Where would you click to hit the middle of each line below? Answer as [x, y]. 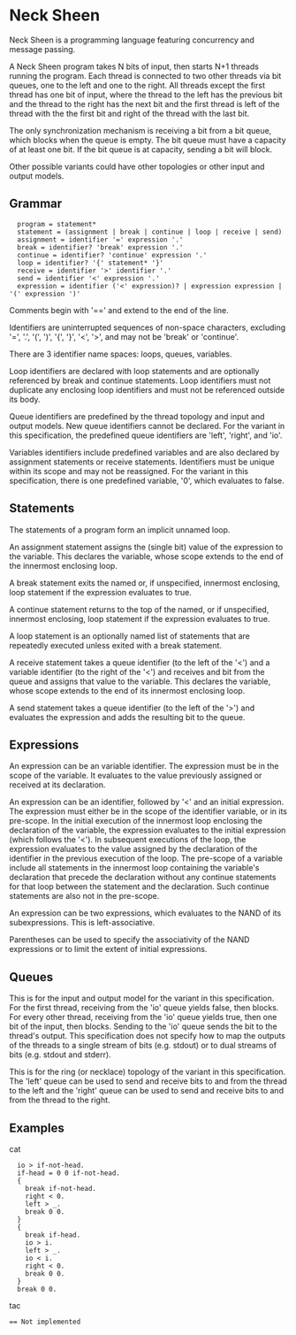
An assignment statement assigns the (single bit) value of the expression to [146, 547]
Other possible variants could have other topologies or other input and [137, 166]
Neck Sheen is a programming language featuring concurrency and [132, 40]
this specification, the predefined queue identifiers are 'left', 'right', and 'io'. [146, 435]
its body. [25, 399]
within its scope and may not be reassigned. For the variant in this [129, 471]
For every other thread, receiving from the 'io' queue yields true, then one [143, 1017]
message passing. [42, 49]
